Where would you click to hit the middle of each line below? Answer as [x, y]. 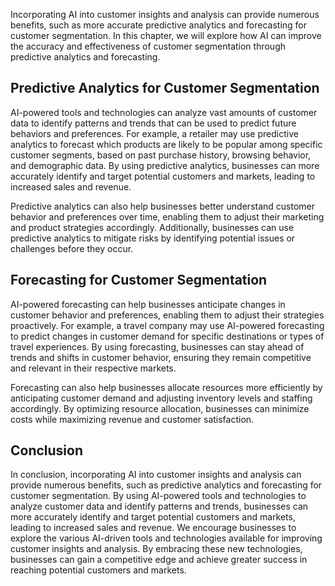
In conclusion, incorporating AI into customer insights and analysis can [156, 475]
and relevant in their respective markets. [93, 368]
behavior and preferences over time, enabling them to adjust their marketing [167, 216]
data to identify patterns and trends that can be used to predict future [153, 123]
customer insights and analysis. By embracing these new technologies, [156, 549]
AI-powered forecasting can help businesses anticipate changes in [148, 304]
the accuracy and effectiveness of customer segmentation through [148, 46]
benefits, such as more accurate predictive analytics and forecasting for [159, 25]
